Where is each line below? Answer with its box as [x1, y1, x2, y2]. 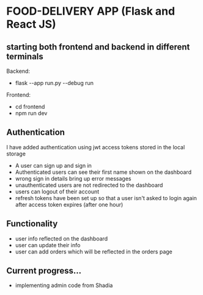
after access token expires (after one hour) [15, 201, 124, 208]
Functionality [6, 218, 58, 229]
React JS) [6, 17, 56, 31]
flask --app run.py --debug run [15, 80, 94, 86]
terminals [6, 51, 44, 62]
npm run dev [15, 110, 48, 117]
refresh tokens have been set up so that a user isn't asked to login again [15, 194, 197, 201]
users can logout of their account [15, 188, 100, 195]
